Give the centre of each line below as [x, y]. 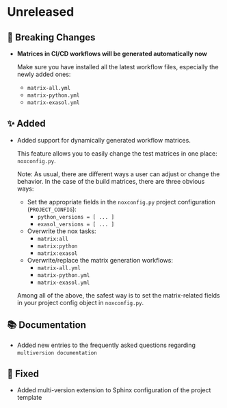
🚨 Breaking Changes [51, 37]
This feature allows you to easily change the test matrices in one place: [117, 153]
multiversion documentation [57, 353]
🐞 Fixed [23, 374]
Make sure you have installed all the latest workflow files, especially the [118, 67]
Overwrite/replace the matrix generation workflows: [100, 260]
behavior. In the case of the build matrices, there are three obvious [111, 181]
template [29, 398]
